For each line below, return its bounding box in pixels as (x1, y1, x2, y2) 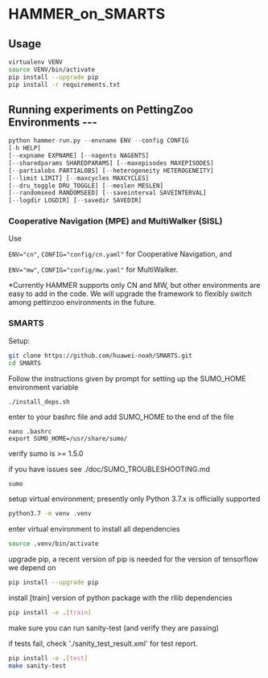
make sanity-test (8, 661, 67, 670)
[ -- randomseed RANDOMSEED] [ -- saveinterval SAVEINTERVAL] (8, 189, 207, 197)
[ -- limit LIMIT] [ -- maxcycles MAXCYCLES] (8, 174, 150, 182)
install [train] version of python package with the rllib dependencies (8, 593, 233, 603)
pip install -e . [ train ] (8, 609, 92, 617)
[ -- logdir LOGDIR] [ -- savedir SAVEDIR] (8, 196, 142, 205)
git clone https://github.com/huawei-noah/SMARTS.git (8, 351, 193, 360)
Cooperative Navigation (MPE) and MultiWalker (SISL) (8, 216, 223, 227)
